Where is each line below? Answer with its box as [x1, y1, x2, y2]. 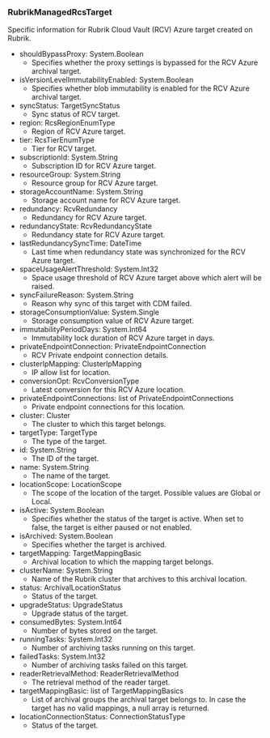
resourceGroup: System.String [19, 169, 121, 180]
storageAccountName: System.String [19, 187, 143, 197]
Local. [31, 497, 53, 506]
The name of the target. [31, 471, 111, 480]
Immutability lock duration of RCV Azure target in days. [31, 333, 215, 343]
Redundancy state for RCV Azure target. [31, 230, 166, 240]
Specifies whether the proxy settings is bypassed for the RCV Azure [31, 58, 259, 67]
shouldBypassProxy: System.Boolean [19, 49, 144, 59]
